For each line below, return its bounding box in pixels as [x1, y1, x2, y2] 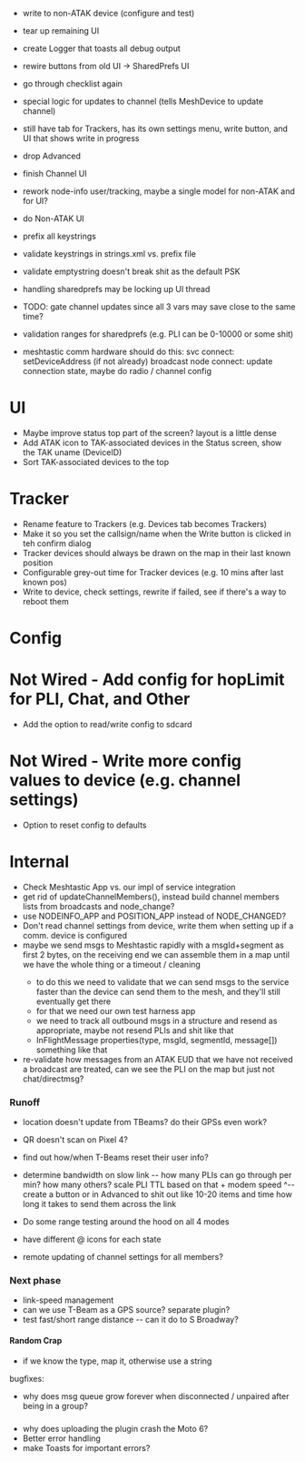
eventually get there [35, 996, 112, 1007]
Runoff [9, 1096, 41, 1109]
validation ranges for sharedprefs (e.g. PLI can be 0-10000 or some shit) [22, 329, 294, 340]
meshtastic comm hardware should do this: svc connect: [22, 346, 235, 357]
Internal [9, 851, 70, 872]
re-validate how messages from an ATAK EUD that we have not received [22, 1053, 293, 1064]
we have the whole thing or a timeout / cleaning [22, 959, 202, 970]
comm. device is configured [22, 929, 128, 940]
